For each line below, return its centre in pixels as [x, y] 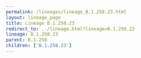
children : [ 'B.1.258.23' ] [39, 46]
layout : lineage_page [33, 18]
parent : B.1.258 [26, 40]
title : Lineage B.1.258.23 [40, 23]
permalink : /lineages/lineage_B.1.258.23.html [66, 12]
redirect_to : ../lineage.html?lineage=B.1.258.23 [70, 29]
